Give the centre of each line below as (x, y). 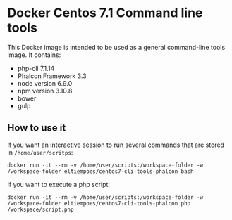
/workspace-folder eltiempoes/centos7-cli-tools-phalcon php (99, 203)
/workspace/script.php (41, 209)
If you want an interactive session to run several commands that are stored (116, 145)
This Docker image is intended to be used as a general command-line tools (116, 47)
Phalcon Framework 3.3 (52, 76)
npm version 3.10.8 (45, 91)
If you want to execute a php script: (59, 184)
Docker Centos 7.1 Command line (105, 13)
